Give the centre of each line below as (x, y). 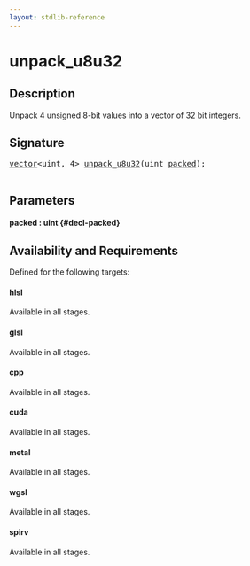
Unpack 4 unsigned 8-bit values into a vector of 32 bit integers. (125, 115)
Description (42, 94)
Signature (37, 143)
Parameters (42, 200)
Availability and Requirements (94, 250)
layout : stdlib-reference (57, 17)
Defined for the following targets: (70, 272)
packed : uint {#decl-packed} (65, 223)
